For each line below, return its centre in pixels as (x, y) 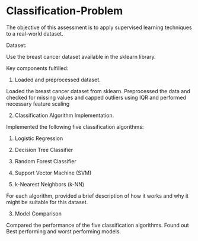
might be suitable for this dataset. (47, 202)
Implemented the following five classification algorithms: (75, 126)
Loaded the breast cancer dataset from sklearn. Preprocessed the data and (98, 91)
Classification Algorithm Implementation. (64, 115)
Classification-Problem (65, 11)
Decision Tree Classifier (44, 150)
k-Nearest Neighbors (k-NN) (49, 184)
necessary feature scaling (38, 104)
